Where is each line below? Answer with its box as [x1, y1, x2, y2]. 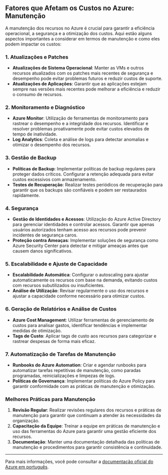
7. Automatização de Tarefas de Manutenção [5, 350, 116, 357]
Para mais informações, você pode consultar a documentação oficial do [5, 458, 153, 464]
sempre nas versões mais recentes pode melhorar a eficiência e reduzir [12, 86, 161, 92]
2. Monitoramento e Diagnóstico [5, 104, 85, 111]
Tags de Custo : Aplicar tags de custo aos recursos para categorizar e [12, 332, 156, 339]
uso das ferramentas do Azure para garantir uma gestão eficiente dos [12, 428, 156, 434]
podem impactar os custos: [5, 41, 61, 47]
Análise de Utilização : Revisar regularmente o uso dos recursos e [12, 287, 148, 294]
